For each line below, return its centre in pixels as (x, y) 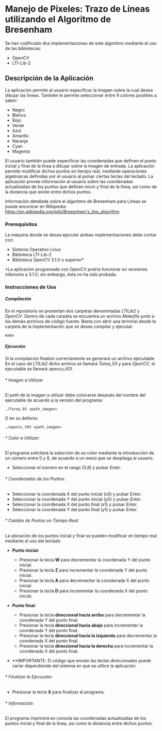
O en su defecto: (22, 418)
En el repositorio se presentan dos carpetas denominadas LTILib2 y (72, 311)
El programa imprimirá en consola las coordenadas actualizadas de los (76, 718)
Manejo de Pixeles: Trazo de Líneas (78, 9)
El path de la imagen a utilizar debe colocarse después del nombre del (75, 395)
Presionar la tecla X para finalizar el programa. (58, 692)
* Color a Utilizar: (22, 438)
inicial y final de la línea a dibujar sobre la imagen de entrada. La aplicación (80, 166)
